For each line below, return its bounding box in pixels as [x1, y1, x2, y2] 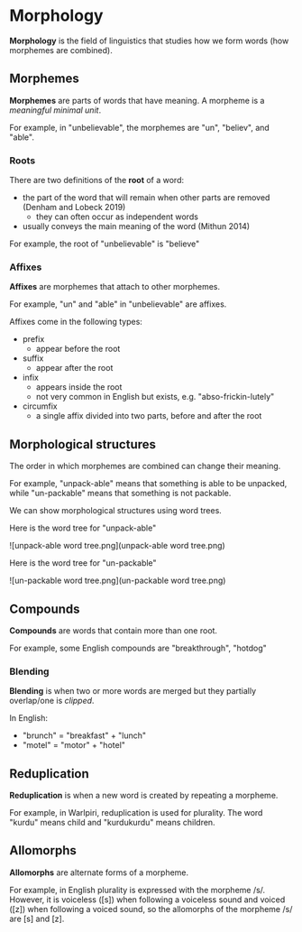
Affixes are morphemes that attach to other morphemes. [9, 281, 221, 292]
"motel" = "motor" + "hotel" [22, 740, 126, 751]
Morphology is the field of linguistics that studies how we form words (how [9, 35, 289, 46]
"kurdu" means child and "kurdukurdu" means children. [9, 817, 215, 828]
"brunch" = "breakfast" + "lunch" [22, 730, 147, 741]
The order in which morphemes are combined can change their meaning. [9, 461, 281, 472]
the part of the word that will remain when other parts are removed [22, 192, 270, 203]
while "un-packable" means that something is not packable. [9, 488, 232, 499]
